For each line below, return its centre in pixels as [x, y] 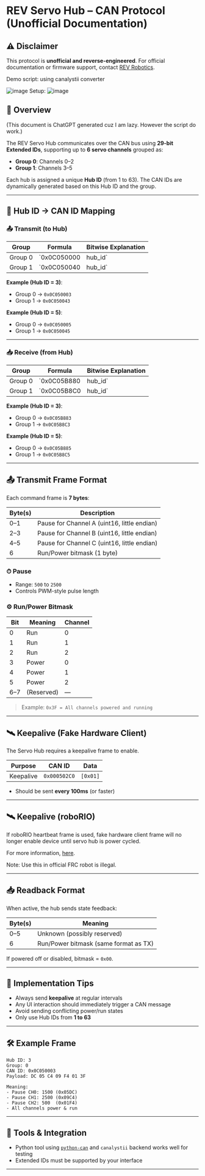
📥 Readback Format [46, 891]
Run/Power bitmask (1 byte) [77, 553]
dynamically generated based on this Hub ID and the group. [81, 186]
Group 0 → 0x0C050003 [43, 294]
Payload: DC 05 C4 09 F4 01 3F [46, 1077]
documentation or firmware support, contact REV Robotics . [81, 67]
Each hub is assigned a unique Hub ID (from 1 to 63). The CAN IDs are [94, 179]
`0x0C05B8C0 [60, 391]
